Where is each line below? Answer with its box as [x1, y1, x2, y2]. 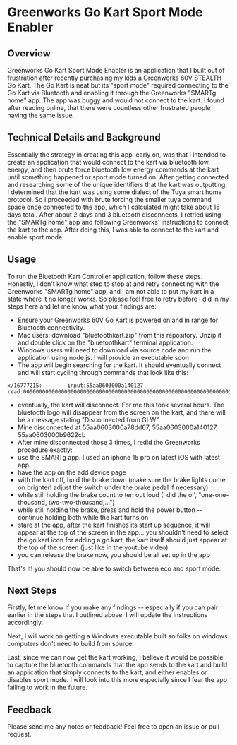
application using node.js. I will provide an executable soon [17, 353, 189, 362]
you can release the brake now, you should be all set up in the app [17, 550, 210, 559]
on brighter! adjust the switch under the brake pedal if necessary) [17, 483, 209, 491]
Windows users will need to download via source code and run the [17, 345, 212, 354]
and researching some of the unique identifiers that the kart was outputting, [7, 180, 228, 189]
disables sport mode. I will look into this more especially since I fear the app [7, 676, 228, 684]
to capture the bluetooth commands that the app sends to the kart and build [7, 661, 228, 669]
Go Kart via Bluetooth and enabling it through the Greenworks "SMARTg [7, 89, 217, 97]
